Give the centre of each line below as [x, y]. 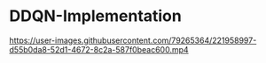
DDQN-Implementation [95, 16]
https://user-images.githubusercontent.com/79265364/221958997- [133, 40]
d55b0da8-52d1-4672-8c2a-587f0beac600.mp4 [99, 49]
